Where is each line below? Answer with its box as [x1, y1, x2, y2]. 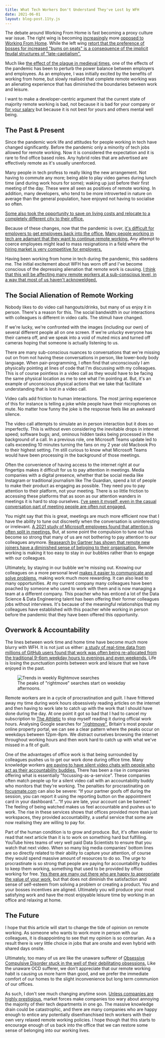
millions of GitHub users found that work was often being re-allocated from [5, 649, 157, 655]
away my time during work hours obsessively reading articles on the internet [5, 700, 160, 706]
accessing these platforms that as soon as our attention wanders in [5, 493, 141, 499]
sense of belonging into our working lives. [5, 1027, 90, 1033]
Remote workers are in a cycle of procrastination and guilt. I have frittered [5, 695, 154, 701]
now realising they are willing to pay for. [5, 819, 86, 825]
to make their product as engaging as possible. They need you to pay [5, 483, 145, 488]
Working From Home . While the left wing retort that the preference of [5, 40, 145, 46]
